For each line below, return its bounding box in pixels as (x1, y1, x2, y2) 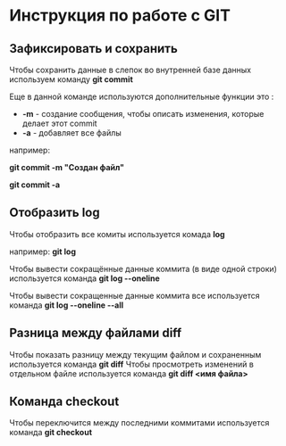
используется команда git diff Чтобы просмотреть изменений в (9, 359, 255, 369)
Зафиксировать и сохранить (9, 41, 179, 56)
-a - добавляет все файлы (21, 128, 122, 138)
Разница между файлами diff (9, 326, 182, 341)
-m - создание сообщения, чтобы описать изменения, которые (21, 109, 265, 119)
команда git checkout (9, 427, 92, 438)
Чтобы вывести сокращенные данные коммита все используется (9, 290, 261, 301)
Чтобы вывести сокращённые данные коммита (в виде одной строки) (9, 263, 277, 274)
